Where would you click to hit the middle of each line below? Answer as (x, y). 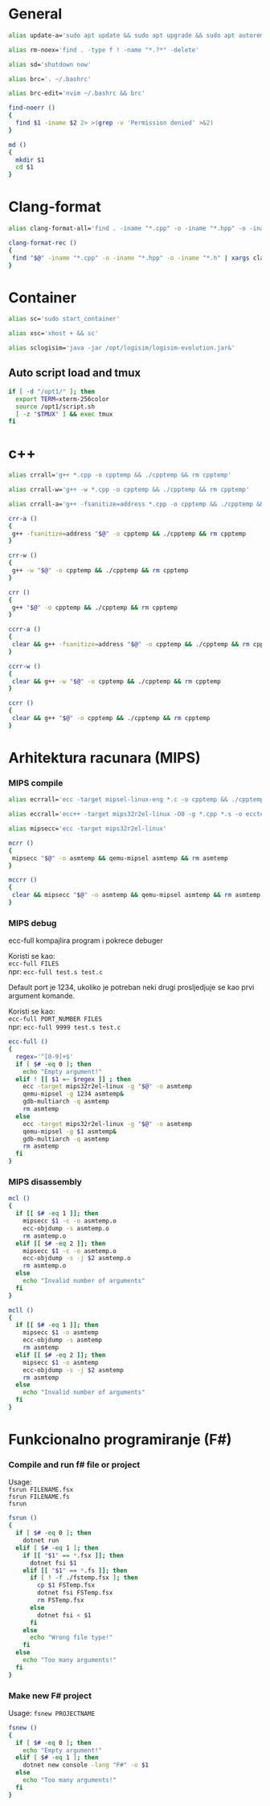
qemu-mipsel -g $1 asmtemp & (70, 1131)
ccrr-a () (25, 629)
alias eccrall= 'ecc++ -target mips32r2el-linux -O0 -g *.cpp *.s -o (125, 814)
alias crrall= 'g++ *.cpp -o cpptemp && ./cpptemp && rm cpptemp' (120, 475)
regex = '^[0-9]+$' (45, 1057)
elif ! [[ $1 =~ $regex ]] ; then (73, 1079)
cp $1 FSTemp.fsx (66, 1585)
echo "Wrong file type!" (71, 1638)
